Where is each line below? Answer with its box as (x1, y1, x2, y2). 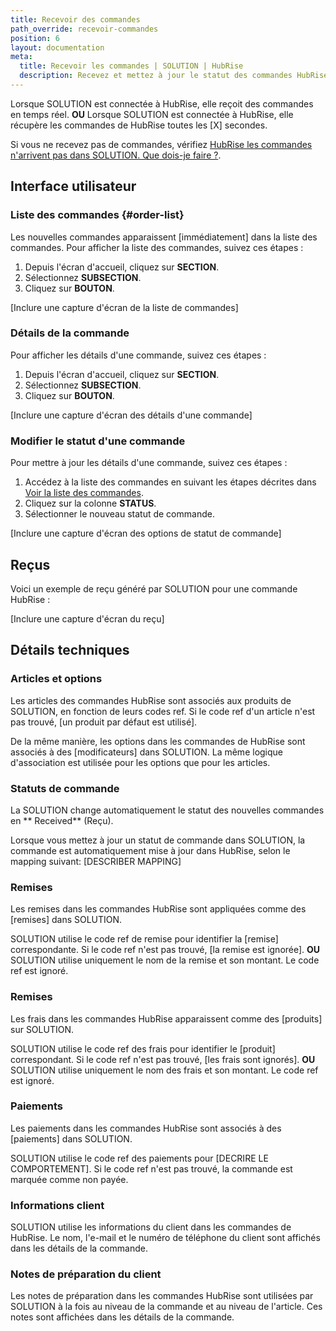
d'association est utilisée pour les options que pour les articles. (10, 756, 271, 768)
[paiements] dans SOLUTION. (10, 1132, 133, 1145)
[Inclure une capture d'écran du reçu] (10, 612, 165, 625)
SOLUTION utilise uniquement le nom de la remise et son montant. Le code (10, 954, 320, 966)
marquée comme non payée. (10, 1173, 129, 1185)
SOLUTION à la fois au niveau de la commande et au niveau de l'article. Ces (10, 1301, 323, 1313)
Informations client (10, 1198, 105, 1212)
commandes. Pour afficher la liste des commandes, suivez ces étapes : (10, 241, 304, 253)
